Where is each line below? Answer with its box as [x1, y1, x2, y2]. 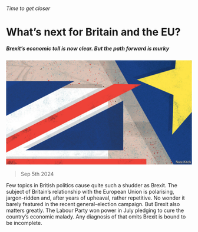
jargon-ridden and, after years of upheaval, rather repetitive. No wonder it [6, 194, 185, 201]
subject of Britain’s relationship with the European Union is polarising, [6, 188, 174, 195]
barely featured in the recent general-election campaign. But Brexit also [6, 201, 180, 208]
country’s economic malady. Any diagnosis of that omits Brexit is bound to [6, 213, 186, 220]
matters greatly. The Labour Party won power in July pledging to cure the [6, 207, 184, 214]
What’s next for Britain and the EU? [6, 25, 181, 38]
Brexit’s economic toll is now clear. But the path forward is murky [6, 45, 170, 52]
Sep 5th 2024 [20, 171, 54, 178]
